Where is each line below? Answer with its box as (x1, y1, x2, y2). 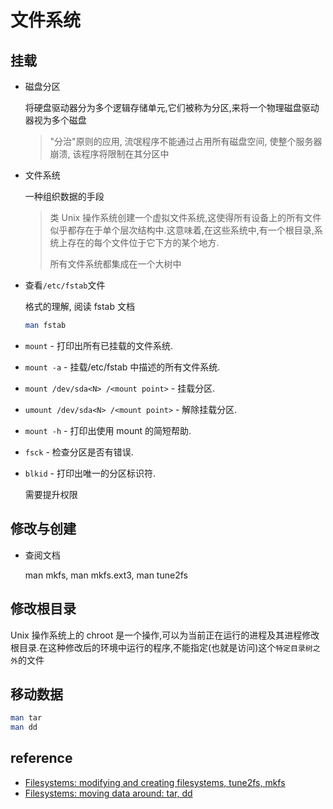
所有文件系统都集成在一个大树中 (49, 258, 182, 270)
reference (10, 750, 73, 767)
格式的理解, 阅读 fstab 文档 (24, 301, 135, 312)
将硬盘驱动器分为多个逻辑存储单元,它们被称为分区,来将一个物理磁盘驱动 (24, 102, 320, 113)
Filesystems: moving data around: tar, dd (24, 787, 193, 799)
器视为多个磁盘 (24, 114, 87, 126)
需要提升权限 (24, 488, 78, 500)
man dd (10, 722, 38, 733)
